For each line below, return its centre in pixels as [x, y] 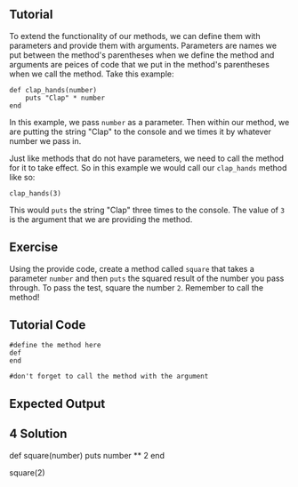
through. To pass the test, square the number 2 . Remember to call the [137, 287]
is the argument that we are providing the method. [101, 219]
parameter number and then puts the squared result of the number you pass [147, 278]
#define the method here [55, 346]
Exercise [34, 247]
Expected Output [57, 403]
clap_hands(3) [36, 193]
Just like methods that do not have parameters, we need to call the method [147, 158]
